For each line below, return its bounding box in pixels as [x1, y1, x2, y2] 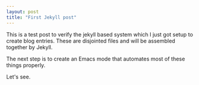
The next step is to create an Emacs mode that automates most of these [6, 55, 185, 62]
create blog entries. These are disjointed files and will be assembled [6, 37, 175, 44]
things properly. [6, 61, 46, 69]
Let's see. [6, 73, 31, 80]
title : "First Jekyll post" [6, 14, 77, 20]
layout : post [6, 8, 39, 15]
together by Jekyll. [6, 43, 53, 51]
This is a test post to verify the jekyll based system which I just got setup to [6, 31, 194, 38]
